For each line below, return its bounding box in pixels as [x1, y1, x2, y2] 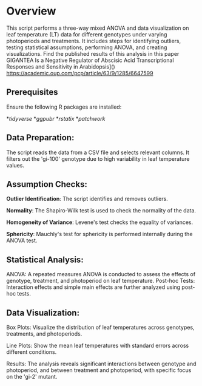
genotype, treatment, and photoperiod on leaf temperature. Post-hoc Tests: [6, 277, 195, 285]
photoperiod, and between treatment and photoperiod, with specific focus [6, 367, 192, 374]
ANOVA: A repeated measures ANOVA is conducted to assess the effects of [6, 271, 196, 278]
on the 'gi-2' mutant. [6, 373, 58, 380]
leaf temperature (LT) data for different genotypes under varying [6, 30, 167, 38]
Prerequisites [6, 87, 58, 98]
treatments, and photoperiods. [6, 330, 82, 337]
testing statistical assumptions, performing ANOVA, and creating [6, 44, 167, 51]
